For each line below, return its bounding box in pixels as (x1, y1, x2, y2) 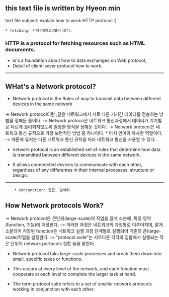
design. (12, 172, 29, 178)
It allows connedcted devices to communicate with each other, (12, 161, 142, 168)
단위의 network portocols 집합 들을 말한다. (10, 240, 96, 246)
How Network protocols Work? (5, 201, 104, 210)
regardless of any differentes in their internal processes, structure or (12, 167, 154, 173)
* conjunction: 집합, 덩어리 (14, 187, 70, 193)
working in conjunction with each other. (12, 286, 95, 292)
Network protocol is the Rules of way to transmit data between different (12, 95, 161, 101)
